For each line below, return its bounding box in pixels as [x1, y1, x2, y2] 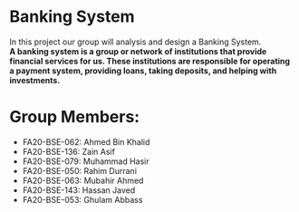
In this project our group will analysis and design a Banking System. [9, 36, 262, 47]
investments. [9, 74, 61, 85]
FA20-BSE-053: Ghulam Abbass [22, 194, 143, 205]
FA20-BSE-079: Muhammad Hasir [22, 156, 149, 167]
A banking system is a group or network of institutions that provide [9, 45, 267, 56]
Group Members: [9, 107, 140, 128]
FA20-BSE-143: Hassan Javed [22, 184, 136, 196]
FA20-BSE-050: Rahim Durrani [22, 165, 138, 176]
